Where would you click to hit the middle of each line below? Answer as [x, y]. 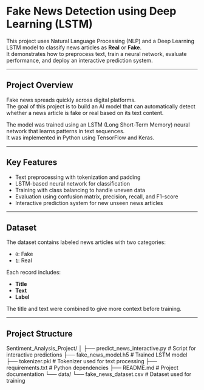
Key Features [32, 162]
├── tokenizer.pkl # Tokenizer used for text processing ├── [82, 361]
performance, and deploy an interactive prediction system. [80, 60]
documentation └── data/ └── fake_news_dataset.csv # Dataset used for [99, 374]
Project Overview [40, 85]
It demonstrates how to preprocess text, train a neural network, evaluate [97, 54]
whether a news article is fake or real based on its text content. [85, 113]
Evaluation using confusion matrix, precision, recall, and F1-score [97, 197]
